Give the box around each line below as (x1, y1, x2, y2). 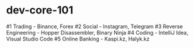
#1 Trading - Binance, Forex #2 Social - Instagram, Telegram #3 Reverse (6, 23, 183, 30)
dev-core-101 (6, 4, 73, 17)
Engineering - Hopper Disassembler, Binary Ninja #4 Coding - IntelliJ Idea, (6, 29, 189, 36)
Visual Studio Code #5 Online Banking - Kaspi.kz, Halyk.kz (6, 35, 150, 42)
